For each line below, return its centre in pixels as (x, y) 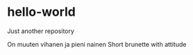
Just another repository (41, 31)
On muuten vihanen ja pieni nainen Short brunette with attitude (97, 44)
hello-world (42, 12)
